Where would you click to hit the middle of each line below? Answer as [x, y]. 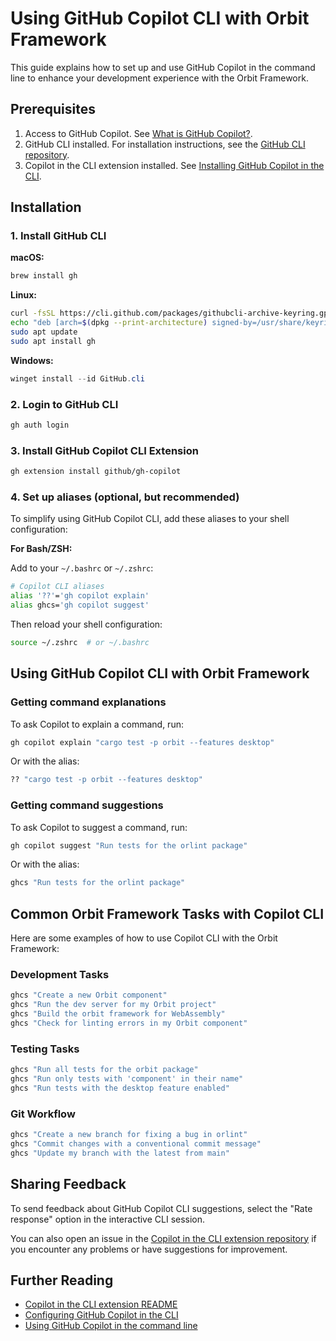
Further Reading [62, 1280]
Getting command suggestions [87, 805]
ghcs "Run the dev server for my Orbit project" [113, 1005]
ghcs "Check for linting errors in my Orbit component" [129, 1023]
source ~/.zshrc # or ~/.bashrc [80, 642]
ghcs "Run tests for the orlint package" [98, 883]
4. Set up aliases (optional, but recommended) [125, 497]
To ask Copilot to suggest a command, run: [99, 827]
